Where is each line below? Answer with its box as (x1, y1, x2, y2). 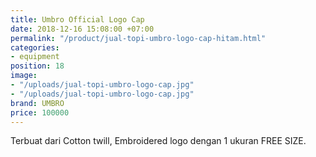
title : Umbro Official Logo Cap (10, 14, 145, 25)
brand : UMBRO (10, 98, 65, 108)
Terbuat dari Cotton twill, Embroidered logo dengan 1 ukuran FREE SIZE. (10, 135, 307, 147)
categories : (10, 42, 60, 53)
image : (10, 71, 38, 81)
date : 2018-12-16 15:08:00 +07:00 (10, 24, 155, 34)
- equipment (10, 52, 60, 62)
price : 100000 (10, 107, 70, 118)
